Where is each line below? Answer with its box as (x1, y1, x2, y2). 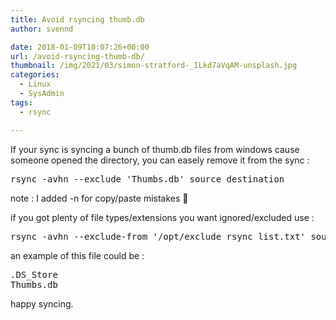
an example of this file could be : (10, 249, 145, 261)
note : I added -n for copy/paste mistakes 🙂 (10, 192, 189, 204)
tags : (10, 97, 33, 108)
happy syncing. (10, 297, 74, 310)
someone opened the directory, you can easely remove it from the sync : (10, 154, 310, 166)
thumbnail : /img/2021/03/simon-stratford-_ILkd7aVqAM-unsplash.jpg (10, 61, 298, 71)
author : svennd (10, 24, 74, 34)
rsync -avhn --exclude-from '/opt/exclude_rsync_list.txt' (10, 231, 307, 242)
